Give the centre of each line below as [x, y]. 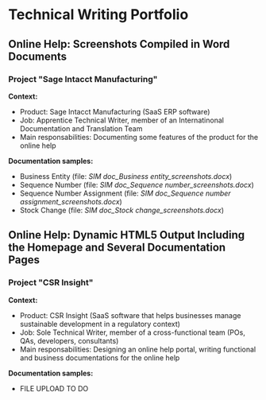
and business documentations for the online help [100, 357]
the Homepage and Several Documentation [117, 248]
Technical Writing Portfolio [98, 15]
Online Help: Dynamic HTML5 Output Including [127, 235]
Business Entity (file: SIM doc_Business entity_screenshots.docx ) [126, 176]
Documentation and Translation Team [81, 128]
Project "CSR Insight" [51, 282]
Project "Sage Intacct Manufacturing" [83, 79]
